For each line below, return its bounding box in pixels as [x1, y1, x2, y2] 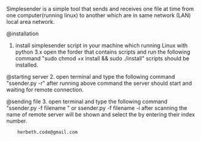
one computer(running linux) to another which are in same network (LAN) [6, 12, 191, 19]
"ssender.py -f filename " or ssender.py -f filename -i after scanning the [6, 104, 188, 112]
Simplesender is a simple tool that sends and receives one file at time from [6, 5, 194, 12]
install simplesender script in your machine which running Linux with [15, 42, 188, 49]
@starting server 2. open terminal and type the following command [6, 73, 175, 80]
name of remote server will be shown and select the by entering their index [6, 111, 196, 118]
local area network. [6, 18, 55, 25]
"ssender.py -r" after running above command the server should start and [6, 79, 192, 87]
